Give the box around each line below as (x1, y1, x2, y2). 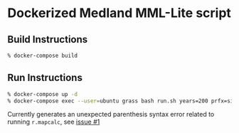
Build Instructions (7, 33, 88, 46)
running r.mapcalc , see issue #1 (7, 117, 100, 126)
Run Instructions (7, 72, 83, 84)
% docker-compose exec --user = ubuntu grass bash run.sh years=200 (7, 97, 208, 105)
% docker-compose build (7, 52, 78, 59)
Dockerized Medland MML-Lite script (7, 5, 231, 21)
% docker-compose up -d (7, 90, 78, 97)
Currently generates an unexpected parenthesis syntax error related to (7, 110, 215, 119)
